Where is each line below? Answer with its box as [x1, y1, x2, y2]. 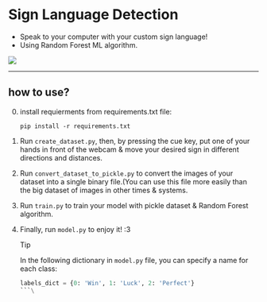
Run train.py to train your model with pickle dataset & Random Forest [19, 200, 249, 210]
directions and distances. [19, 153, 103, 162]
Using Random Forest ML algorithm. [19, 40, 137, 49]
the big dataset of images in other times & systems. [19, 185, 188, 195]
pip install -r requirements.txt [19, 122, 131, 130]
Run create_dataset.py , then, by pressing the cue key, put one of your [19, 136, 250, 145]
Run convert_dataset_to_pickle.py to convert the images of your [19, 168, 234, 178]
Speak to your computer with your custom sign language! [19, 32, 208, 41]
